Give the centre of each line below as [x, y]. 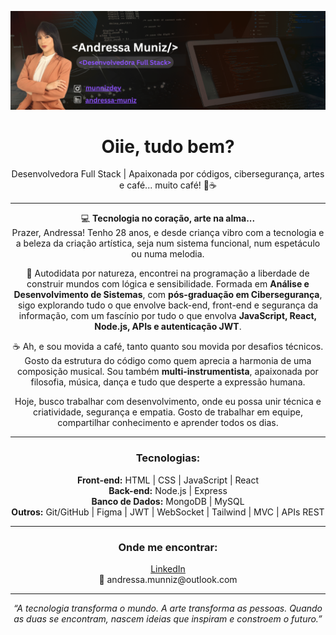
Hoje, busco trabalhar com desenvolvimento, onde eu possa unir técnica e [168, 402]
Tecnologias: [168, 458]
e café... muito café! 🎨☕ [168, 185]
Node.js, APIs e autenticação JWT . [168, 327]
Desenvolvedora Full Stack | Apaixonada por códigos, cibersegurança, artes [168, 174]
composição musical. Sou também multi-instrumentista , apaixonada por [168, 372]
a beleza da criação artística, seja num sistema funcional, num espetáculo [168, 243]
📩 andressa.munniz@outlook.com [168, 580]
